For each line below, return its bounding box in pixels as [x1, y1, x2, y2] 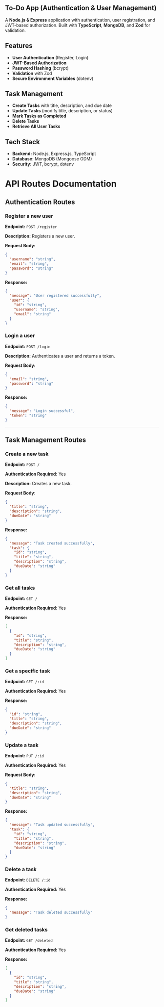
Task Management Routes [5, 436, 86, 444]
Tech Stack [5, 137, 40, 146]
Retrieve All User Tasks [12, 124, 61, 129]
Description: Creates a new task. [5, 481, 72, 487]
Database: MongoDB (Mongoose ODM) [12, 156, 92, 162]
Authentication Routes [5, 198, 75, 206]
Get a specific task [5, 667, 50, 674]
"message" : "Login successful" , [9, 409, 76, 413]
